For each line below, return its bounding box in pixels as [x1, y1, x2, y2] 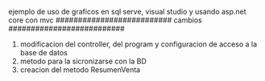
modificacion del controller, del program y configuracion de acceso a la [19, 39, 258, 49]
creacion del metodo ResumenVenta [19, 65, 141, 75]
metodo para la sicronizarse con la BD [19, 56, 147, 66]
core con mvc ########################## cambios [8, 15, 203, 25]
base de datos [19, 48, 68, 57]
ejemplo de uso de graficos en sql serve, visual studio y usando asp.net [8, 7, 247, 16]
